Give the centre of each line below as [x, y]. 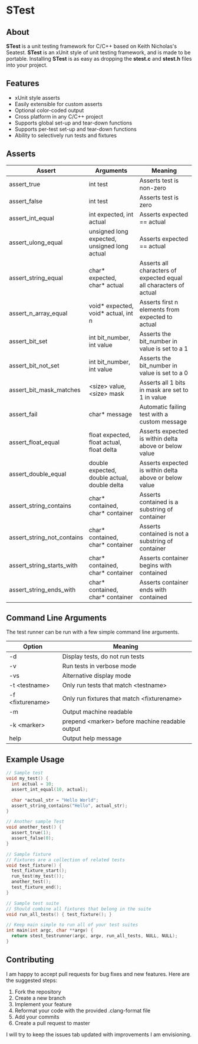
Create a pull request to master [52, 1023]
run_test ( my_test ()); [38, 876]
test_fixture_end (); [37, 887]
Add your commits [37, 1017]
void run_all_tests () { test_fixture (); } [59, 914]
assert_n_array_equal [38, 313]
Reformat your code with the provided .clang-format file [82, 1010]
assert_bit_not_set [34, 365]
